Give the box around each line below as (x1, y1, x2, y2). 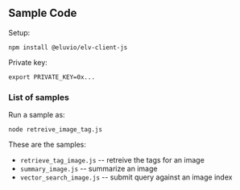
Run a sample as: (8, 110, 66, 120)
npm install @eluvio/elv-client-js (8, 43, 128, 52)
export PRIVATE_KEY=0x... (8, 72, 95, 81)
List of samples (8, 92, 70, 103)
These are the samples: (8, 140, 86, 150)
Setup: (8, 27, 31, 37)
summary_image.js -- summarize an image (19, 164, 158, 174)
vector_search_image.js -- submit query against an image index (19, 172, 233, 182)
